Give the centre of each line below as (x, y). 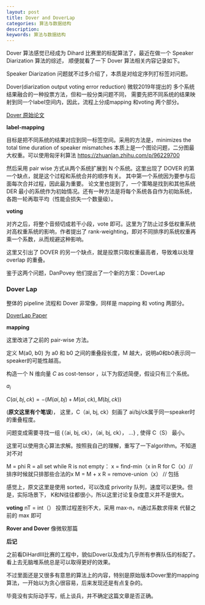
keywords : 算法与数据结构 (36, 35)
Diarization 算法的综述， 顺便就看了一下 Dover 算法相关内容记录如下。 (95, 61)
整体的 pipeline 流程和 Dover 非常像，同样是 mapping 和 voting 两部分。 (97, 303)
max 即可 (30, 516)
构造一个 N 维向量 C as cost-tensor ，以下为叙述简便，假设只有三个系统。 (99, 374)
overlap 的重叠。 (28, 260)
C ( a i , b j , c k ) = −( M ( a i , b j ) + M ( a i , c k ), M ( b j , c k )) (64, 400)
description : (23, 29)
